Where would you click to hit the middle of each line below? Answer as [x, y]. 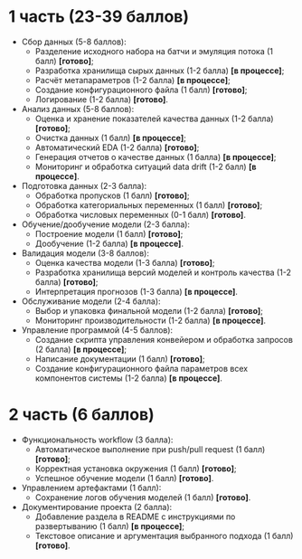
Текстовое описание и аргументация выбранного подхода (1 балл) [164, 535]
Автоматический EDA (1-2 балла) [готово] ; [117, 147]
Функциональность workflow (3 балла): [97, 440]
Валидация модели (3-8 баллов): [85, 253]
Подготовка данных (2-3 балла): [84, 185]
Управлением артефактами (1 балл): [91, 488]
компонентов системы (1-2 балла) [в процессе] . [129, 378]
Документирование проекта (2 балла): [97, 507]
